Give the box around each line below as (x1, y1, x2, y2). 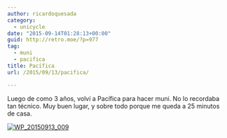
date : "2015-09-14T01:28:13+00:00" (7, 29, 111, 37)
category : (7, 17, 36, 24)
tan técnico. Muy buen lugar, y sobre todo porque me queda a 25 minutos (7, 102, 220, 110)
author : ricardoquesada (7, 10, 77, 18)
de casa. (7, 109, 32, 118)
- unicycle (13, 23, 46, 30)
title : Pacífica (7, 62, 55, 69)
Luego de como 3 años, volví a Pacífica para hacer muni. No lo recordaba (7, 94, 220, 102)
